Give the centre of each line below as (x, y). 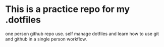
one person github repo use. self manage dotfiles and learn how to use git (82, 33)
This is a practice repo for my (68, 9)
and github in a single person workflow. (46, 39)
